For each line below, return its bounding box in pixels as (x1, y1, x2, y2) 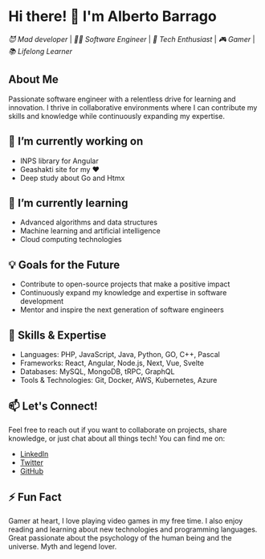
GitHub (19, 466, 44, 475)
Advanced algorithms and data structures (19, 217, 158, 228)
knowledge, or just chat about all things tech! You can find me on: (8, 434, 226, 443)
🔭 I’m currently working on (8, 134, 144, 148)
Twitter (19, 458, 44, 467)
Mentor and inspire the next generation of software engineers (19, 305, 225, 314)
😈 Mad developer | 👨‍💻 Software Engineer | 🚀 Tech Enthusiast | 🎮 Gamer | (8, 34, 255, 43)
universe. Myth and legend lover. (8, 541, 117, 551)
